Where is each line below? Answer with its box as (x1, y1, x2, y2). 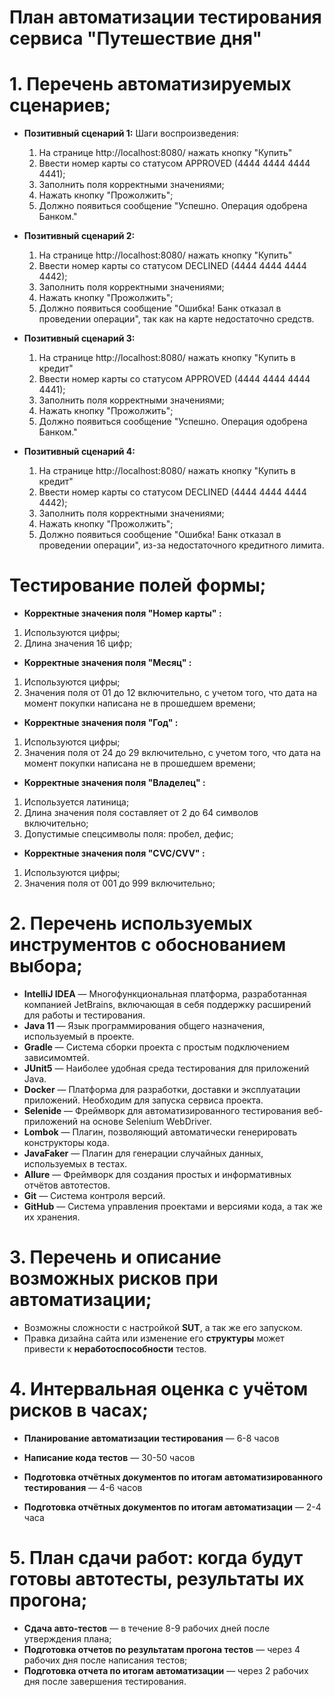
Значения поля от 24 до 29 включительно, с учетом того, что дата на (23, 747, 321, 759)
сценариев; (9, 94, 112, 117)
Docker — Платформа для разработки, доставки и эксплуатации (23, 1084, 301, 1095)
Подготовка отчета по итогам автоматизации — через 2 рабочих (23, 1664, 309, 1676)
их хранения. (23, 1211, 81, 1223)
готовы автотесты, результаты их (9, 1568, 305, 1591)
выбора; (9, 955, 83, 978)
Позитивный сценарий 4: (23, 446, 136, 458)
